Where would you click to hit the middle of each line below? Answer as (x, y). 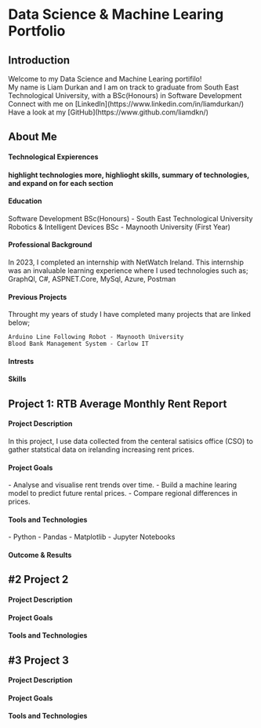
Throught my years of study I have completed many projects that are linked (129, 315)
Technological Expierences (53, 157)
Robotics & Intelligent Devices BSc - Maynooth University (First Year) (120, 227)
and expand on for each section (61, 183)
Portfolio (37, 31)
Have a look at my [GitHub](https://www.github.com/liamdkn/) (109, 112)
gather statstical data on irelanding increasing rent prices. (101, 450)
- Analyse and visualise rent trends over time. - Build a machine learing (123, 485)
